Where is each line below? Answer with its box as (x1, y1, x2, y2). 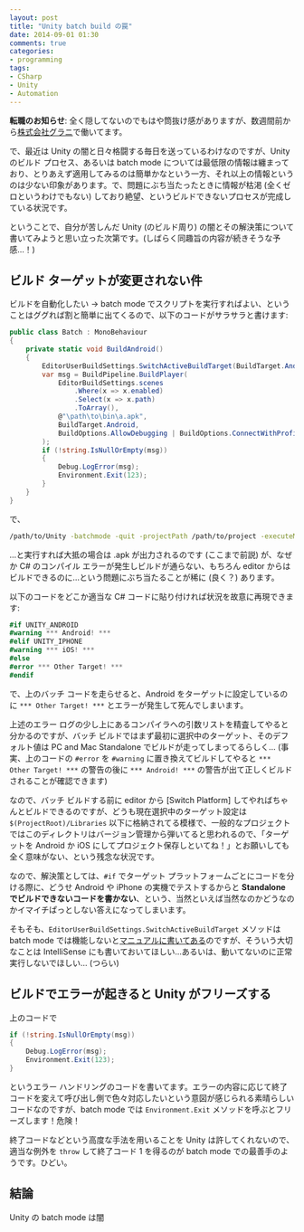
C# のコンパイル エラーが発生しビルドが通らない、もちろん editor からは (19, 560, 291, 571)
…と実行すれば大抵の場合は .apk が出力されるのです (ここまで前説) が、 (9, 549, 277, 560)
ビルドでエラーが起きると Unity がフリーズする (9, 987, 271, 1002)
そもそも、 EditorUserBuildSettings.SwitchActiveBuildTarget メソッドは (9, 924, 281, 934)
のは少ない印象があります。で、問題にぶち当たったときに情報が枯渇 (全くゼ (9, 179, 291, 190)
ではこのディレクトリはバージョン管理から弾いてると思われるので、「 (9, 829, 266, 839)
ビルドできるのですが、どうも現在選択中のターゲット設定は (24, 806, 247, 817)
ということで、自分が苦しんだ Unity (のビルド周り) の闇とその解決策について (9, 221, 295, 232)
